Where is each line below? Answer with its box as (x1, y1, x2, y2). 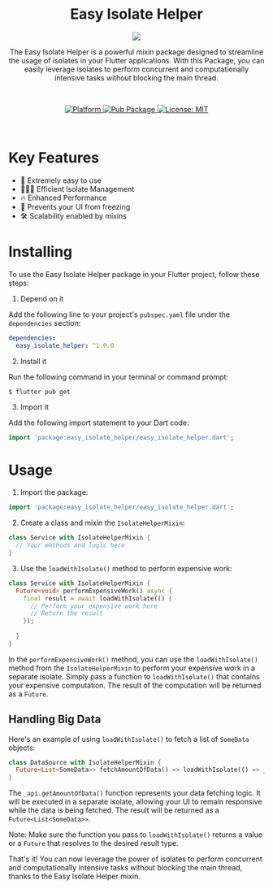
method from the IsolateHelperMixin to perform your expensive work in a (8, 663, 256, 673)
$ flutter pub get (8, 388, 71, 396)
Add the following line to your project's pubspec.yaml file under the (8, 310, 230, 319)
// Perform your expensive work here (29, 602, 158, 610)
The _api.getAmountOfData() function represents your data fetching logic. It (8, 788, 262, 798)
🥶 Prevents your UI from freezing (19, 202, 131, 211)
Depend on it (19, 293, 64, 303)
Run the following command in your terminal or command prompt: (8, 371, 229, 382)
